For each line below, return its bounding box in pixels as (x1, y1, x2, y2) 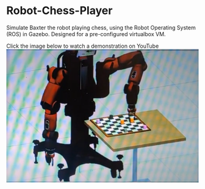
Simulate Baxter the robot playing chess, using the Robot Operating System (6, 24, 196, 31)
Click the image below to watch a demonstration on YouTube (6, 42, 159, 50)
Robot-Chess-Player (6, 4, 113, 18)
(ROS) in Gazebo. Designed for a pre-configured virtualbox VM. (6, 30, 166, 37)
